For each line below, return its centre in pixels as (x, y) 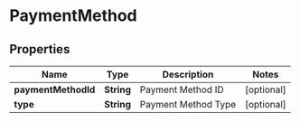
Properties (40, 49)
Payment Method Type (188, 104)
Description (188, 75)
